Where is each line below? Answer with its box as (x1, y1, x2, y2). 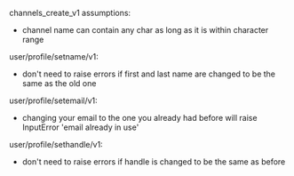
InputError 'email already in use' (21, 122, 139, 132)
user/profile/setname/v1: (9, 52, 99, 61)
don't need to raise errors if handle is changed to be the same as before (21, 156, 286, 167)
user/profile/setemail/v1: (9, 95, 98, 106)
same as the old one (21, 78, 97, 88)
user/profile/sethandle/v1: (9, 140, 104, 149)
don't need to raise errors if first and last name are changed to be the (21, 68, 276, 79)
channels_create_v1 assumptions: (9, 8, 131, 18)
